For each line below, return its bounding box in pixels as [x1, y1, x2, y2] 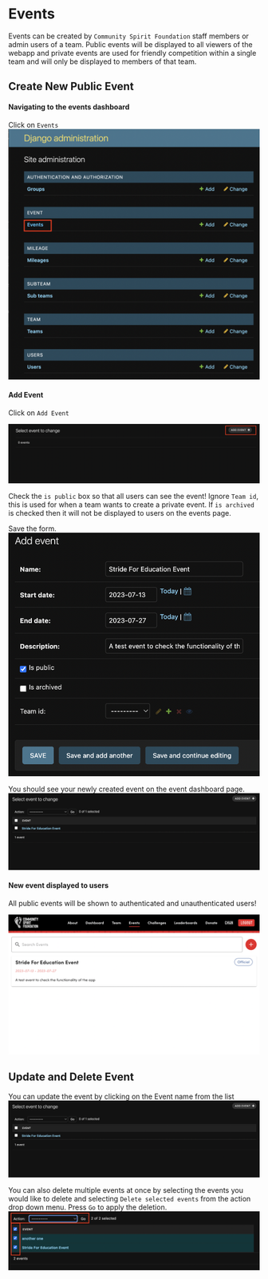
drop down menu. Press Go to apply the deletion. [8, 1202, 167, 1212]
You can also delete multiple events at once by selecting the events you [8, 1185, 243, 1194]
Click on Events [8, 120, 59, 129]
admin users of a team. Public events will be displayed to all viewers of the [8, 39, 253, 49]
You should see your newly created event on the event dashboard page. [8, 784, 246, 794]
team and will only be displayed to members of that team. [8, 57, 197, 66]
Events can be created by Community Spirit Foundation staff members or [8, 31, 250, 41]
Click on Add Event [8, 408, 69, 418]
